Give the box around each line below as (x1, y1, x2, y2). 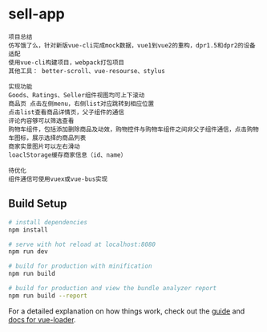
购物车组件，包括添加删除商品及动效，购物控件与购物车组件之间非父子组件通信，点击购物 (8, 125, 259, 133)
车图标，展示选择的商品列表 (8, 133, 87, 141)
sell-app (8, 5, 66, 23)
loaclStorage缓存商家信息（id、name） (8, 150, 127, 159)
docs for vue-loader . (8, 314, 76, 324)
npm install (8, 226, 48, 234)
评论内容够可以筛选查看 (8, 117, 75, 125)
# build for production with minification (8, 262, 152, 270)
